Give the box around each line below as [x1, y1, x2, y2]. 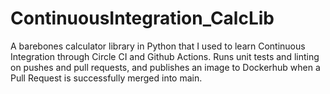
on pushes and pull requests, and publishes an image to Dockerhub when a [10, 61, 321, 73]
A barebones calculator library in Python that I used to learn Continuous [10, 40, 306, 52]
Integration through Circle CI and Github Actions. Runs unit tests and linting [10, 50, 320, 62]
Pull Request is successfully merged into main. [10, 72, 203, 84]
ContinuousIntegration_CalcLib [10, 7, 275, 30]
